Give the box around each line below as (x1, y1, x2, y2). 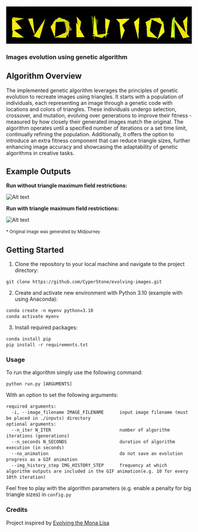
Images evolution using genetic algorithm (6, 52, 128, 61)
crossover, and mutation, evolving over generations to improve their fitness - (6, 111, 192, 119)
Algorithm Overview (6, 71, 82, 81)
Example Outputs (6, 166, 71, 176)
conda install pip (6, 336, 51, 342)
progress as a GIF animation (6, 457, 78, 463)
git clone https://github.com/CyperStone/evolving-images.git (6, 279, 162, 285)
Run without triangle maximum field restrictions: (6, 182, 128, 189)
